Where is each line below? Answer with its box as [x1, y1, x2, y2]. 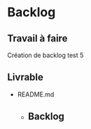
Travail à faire [7, 32, 68, 44]
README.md [17, 90, 55, 99]
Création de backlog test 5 [7, 51, 84, 59]
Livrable [7, 71, 44, 83]
